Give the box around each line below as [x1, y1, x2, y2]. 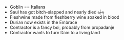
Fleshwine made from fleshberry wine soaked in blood [9, 14, 120, 20]
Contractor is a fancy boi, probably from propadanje [9, 25, 115, 30]
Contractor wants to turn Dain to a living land [9, 30, 100, 35]
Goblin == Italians [9, 4, 45, 10]
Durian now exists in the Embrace [9, 19, 77, 25]
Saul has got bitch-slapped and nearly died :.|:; [9, 9, 104, 15]
